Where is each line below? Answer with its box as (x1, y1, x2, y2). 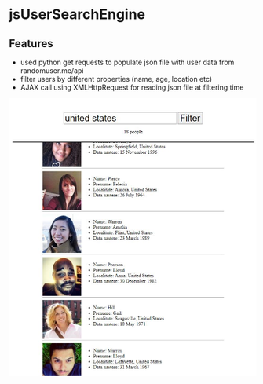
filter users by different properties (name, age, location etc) (20, 75, 213, 83)
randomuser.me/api (20, 66, 84, 75)
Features (9, 37, 53, 50)
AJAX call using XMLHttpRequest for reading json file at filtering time (20, 82, 244, 92)
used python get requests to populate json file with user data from (20, 57, 235, 67)
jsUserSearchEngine (9, 5, 146, 24)
